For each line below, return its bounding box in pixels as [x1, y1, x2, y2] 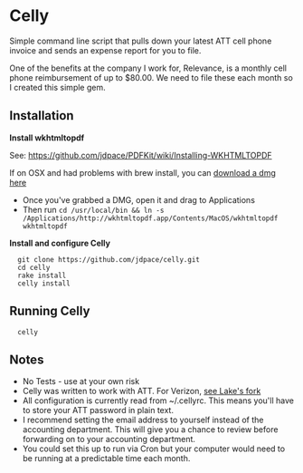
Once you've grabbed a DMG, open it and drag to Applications [22, 194, 256, 205]
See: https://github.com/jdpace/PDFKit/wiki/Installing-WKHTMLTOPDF [9, 150, 273, 160]
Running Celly [9, 304, 90, 319]
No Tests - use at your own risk [22, 376, 140, 387]
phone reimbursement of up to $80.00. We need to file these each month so [9, 72, 294, 82]
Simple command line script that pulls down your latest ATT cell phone [9, 35, 272, 46]
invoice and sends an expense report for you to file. [9, 44, 202, 55]
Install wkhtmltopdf [9, 132, 85, 143]
